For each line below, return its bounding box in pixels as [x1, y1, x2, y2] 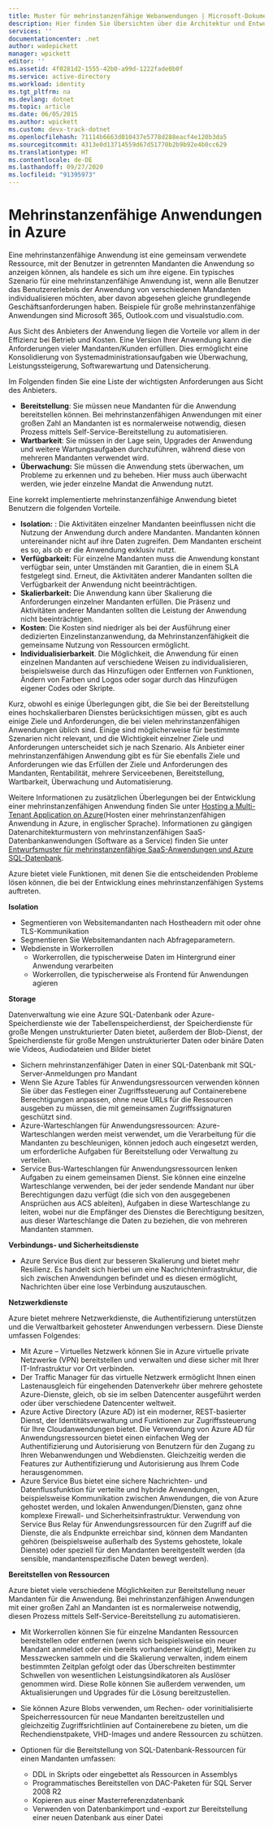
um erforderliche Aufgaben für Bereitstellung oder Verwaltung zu [19, 1146, 238, 1156]
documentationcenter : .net [8, 34, 100, 43]
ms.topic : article [8, 103, 71, 111]
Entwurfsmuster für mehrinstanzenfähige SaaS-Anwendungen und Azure [8, 844, 253, 854]
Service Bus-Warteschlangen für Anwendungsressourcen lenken [19, 1163, 238, 1173]
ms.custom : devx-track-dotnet [8, 125, 111, 133]
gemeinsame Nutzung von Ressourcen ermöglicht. [19, 639, 191, 649]
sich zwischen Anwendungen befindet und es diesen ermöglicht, [19, 1272, 238, 1282]
